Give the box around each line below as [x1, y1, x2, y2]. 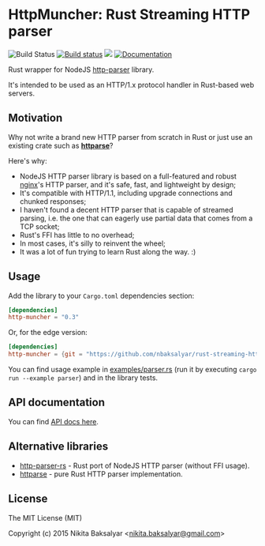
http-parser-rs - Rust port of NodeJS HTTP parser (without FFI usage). [19, 461, 250, 470]
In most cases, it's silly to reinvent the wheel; [19, 239, 166, 248]
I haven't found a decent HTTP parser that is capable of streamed [19, 205, 234, 214]
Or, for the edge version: [8, 328, 88, 337]
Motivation [8, 111, 63, 125]
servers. [8, 88, 35, 98]
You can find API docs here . [8, 416, 99, 426]
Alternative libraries [8, 440, 109, 454]
